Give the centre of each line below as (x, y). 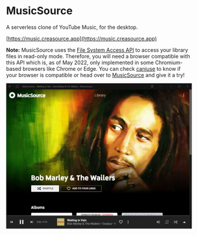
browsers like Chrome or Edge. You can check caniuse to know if (102, 68)
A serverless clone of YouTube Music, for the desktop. (72, 27)
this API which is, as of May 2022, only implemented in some (80, 62)
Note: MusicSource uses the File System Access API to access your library (97, 50)
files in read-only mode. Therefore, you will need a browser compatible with (98, 56)
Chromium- (169, 62)
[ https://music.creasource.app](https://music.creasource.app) (82, 38)
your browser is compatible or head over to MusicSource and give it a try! (95, 75)
